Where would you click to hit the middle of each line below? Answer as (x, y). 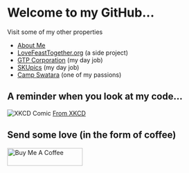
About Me (31, 45)
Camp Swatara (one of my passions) (69, 75)
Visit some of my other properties (55, 32)
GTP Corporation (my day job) (60, 60)
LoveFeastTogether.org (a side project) (73, 53)
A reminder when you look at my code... (95, 97)
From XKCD (69, 113)
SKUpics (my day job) (48, 67)
